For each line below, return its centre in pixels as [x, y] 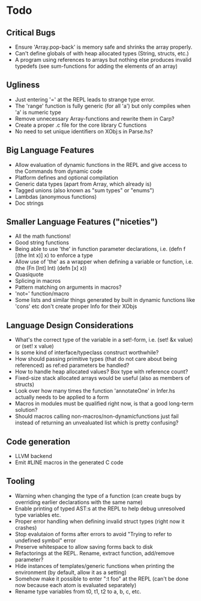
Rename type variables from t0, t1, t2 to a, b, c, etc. [78, 591]
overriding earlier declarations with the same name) [79, 502]
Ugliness [23, 85]
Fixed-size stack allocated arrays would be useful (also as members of [102, 378]
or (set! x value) [34, 346]
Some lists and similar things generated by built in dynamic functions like [105, 300]
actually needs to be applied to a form [62, 397]
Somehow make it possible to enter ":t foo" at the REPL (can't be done [102, 578]
